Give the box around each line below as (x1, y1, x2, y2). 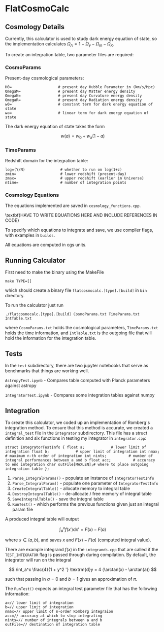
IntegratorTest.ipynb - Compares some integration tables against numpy (5, 392, 155, 398)
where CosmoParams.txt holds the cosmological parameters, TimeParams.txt (5, 325, 159, 331)
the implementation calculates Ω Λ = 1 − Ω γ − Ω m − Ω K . (5, 41, 115, 48)
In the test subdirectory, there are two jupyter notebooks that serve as (5, 363, 149, 369)
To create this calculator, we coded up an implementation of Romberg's (5, 420, 150, 425)
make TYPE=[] (5, 279, 32, 284)
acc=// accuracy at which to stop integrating (5, 613, 102, 619)
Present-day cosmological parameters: (5, 75, 84, 81)
